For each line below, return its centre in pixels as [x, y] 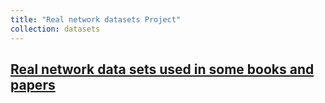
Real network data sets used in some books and [162, 69]
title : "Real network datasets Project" [96, 19]
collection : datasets [55, 29]
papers [33, 84]
